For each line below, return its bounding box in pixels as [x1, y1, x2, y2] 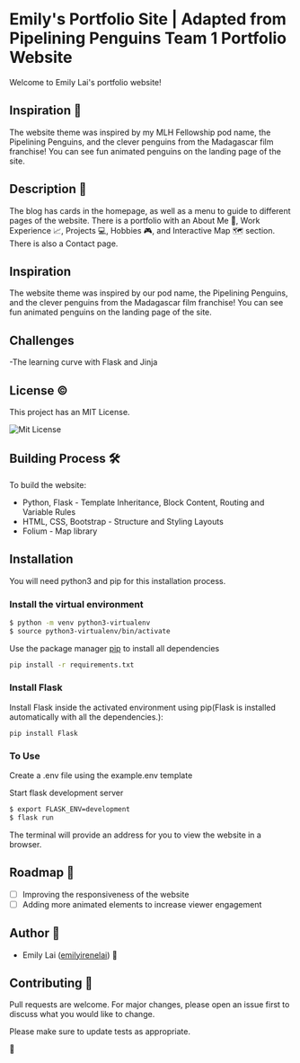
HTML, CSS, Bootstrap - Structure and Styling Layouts [22, 516, 225, 527]
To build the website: [9, 479, 87, 490]
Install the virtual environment [9, 598, 144, 610]
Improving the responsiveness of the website [22, 889, 190, 899]
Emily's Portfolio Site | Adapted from [9, 9, 287, 30]
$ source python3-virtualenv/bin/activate [9, 626, 171, 635]
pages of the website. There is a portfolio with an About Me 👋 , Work [9, 215, 260, 226]
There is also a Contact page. [9, 238, 119, 249]
